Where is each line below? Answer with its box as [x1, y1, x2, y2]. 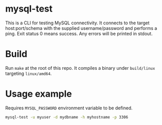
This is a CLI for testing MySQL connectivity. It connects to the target [5, 20, 150, 26]
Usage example [5, 88, 72, 100]
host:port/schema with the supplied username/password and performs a [5, 25, 157, 31]
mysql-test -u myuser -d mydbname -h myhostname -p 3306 [5, 114, 128, 119]
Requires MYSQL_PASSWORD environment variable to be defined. [5, 105, 133, 111]
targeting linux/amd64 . [5, 70, 52, 76]
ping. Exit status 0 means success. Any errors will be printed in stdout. [5, 30, 153, 36]
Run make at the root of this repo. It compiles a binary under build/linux [5, 65, 155, 71]
